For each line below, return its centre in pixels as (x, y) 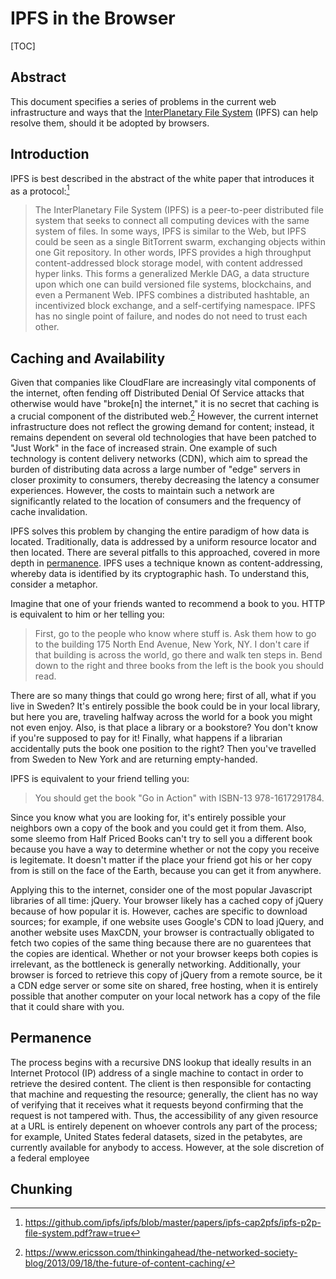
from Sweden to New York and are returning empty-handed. (134, 759)
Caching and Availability (88, 358)
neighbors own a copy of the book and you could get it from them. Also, (158, 828)
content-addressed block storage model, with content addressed (168, 263)
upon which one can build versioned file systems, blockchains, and (173, 284)
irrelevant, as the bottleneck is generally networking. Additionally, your (155, 964)
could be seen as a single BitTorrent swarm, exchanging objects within (180, 242)
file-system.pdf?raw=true (77, 1233)
